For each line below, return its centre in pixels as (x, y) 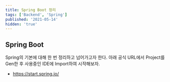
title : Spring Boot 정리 (31, 10)
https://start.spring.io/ (36, 74)
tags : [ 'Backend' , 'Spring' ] (36, 15)
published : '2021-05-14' (32, 19)
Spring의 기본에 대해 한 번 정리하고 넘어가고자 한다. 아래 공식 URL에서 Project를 (85, 57)
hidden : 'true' (21, 24)
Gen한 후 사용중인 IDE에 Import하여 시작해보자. (53, 64)
